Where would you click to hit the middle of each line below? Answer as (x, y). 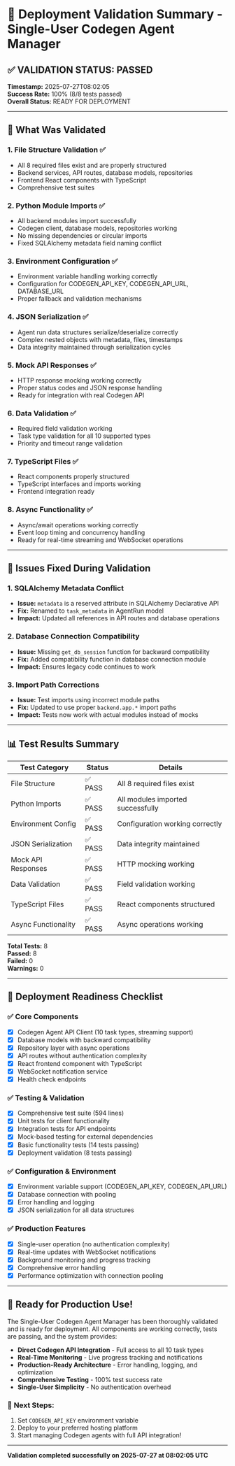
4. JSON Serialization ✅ (48, 317)
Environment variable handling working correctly (87, 276)
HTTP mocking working (156, 864)
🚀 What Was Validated (57, 130)
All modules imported (152, 799)
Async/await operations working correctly (78, 525)
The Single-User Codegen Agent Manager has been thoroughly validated (113, 1321)
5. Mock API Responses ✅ (52, 365)
